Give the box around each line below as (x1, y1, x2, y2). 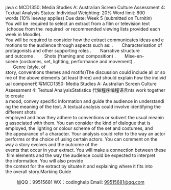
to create (5, 93, 25, 99)
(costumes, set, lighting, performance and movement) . (19, 59, 135, 64)
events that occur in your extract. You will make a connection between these (5, 147, 166, 153)
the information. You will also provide (5, 158, 83, 164)
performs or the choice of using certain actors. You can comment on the (5, 136, 158, 142)
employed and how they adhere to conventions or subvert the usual (5, 115, 148, 120)
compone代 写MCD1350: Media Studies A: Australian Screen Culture (12, 81, 157, 87)
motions (5, 42, 22, 48)
